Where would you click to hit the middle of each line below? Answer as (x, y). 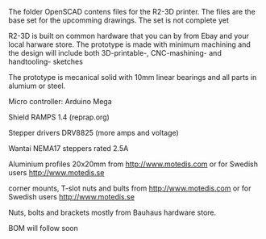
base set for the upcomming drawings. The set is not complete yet (119, 20)
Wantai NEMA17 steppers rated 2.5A (69, 148)
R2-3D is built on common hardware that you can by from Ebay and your (129, 36)
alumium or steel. (37, 86)
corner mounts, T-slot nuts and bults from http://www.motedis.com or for (130, 188)
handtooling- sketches (46, 61)
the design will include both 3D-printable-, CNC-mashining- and (115, 53)
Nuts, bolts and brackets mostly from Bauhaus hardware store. (112, 212)
